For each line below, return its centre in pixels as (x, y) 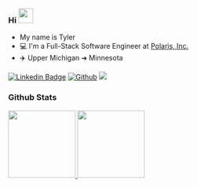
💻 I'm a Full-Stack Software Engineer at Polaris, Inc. (104, 46)
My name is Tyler (47, 37)
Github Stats (33, 97)
